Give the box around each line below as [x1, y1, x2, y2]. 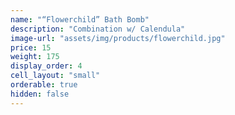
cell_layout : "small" [10, 71, 101, 81]
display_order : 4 [10, 61, 83, 71]
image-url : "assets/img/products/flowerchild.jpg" [10, 33, 226, 43]
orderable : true [10, 80, 78, 90]
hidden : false [10, 89, 70, 99]
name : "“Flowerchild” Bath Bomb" [10, 14, 150, 25]
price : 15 [10, 42, 52, 53]
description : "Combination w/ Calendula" [10, 24, 186, 34]
